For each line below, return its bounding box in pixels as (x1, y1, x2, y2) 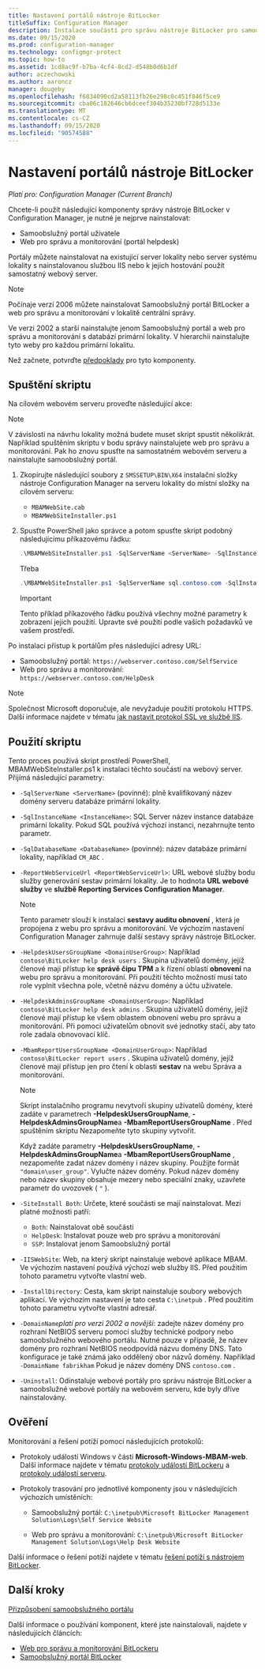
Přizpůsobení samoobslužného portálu (8, 1604, 134, 1614)
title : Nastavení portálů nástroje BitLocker (8, 11, 160, 20)
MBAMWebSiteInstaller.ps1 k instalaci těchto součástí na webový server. (8, 764, 243, 774)
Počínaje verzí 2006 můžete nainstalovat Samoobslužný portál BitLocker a (8, 300, 250, 309)
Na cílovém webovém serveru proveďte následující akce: (8, 399, 192, 409)
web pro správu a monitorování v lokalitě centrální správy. (8, 307, 196, 317)
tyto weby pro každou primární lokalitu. (8, 340, 136, 349)
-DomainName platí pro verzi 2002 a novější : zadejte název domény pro (19, 1318, 244, 1328)
